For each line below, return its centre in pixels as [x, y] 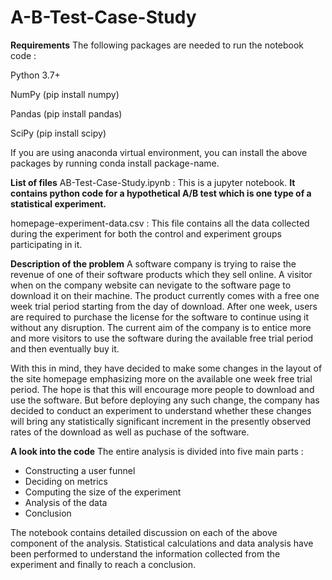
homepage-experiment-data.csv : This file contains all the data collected [160, 223]
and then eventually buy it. [65, 348]
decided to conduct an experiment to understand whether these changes [161, 410]
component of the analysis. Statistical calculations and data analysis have [162, 543]
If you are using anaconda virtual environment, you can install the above [159, 152]
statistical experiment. [58, 203]
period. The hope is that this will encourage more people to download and [162, 389]
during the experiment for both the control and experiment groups [146, 233]
